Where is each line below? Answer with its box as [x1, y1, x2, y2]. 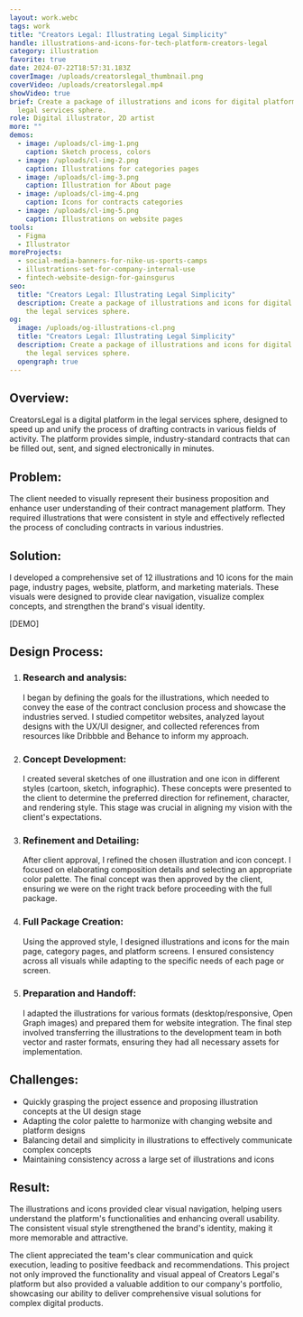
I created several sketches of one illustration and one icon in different [22, 773, 280, 784]
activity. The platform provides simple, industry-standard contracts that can [9, 434, 290, 445]
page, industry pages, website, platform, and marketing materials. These [9, 581, 280, 592]
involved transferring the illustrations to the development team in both [22, 1027, 282, 1037]
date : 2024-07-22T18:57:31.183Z [9, 64, 131, 73]
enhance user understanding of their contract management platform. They [9, 502, 286, 514]
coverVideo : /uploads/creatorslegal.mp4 [9, 80, 164, 89]
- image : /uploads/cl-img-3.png [17, 172, 140, 181]
